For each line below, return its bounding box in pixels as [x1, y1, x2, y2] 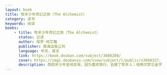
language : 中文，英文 [18, 48, 60, 53]
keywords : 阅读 [5, 21, 35, 26]
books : [5, 26, 19, 31]
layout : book [5, 7, 32, 12]
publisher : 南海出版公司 [18, 44, 66, 49]
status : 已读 [18, 35, 44, 40]
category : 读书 [5, 16, 35, 21]
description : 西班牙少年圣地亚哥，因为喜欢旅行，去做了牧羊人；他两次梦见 [18, 62, 155, 67]
